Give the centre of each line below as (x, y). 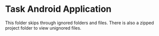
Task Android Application (59, 9)
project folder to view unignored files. (43, 28)
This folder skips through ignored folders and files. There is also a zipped (79, 23)
